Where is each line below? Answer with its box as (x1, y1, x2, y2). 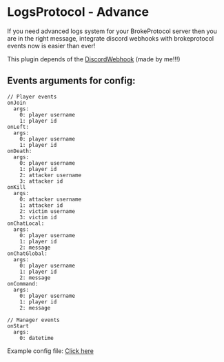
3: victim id (19, 214, 57, 221)
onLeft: (7, 123, 30, 130)
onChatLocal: (7, 220, 45, 227)
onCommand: (7, 280, 39, 287)
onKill (7, 183, 26, 190)
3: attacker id (19, 177, 63, 185)
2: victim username (19, 208, 76, 214)
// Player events (7, 93, 57, 100)
